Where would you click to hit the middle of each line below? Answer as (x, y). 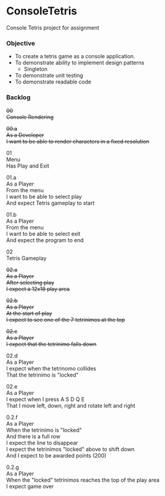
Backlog (19, 97)
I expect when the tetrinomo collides (51, 368)
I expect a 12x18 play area (38, 289)
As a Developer (25, 135)
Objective (21, 43)
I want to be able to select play (44, 196)
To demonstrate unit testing (49, 76)
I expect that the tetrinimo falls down (52, 344)
